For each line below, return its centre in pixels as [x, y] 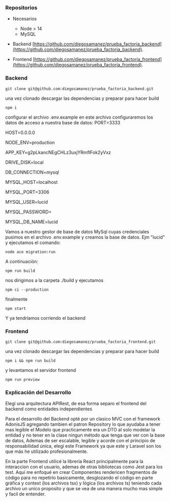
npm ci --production [27, 290]
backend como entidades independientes [49, 409]
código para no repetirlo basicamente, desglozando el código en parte [79, 478]
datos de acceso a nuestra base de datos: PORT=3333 [63, 122]
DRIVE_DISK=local [25, 162]
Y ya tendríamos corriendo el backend [45, 318]
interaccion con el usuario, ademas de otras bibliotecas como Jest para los [84, 467]
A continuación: [22, 261]
